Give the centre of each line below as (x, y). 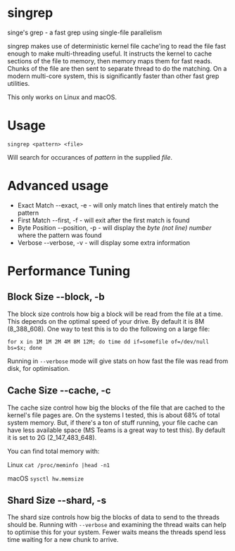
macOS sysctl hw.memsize (46, 478)
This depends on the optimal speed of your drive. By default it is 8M (106, 321)
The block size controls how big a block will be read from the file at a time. (115, 314)
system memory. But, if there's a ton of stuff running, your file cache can (113, 422)
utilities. (19, 83)
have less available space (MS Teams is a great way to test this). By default (116, 430)
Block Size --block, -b (56, 297)
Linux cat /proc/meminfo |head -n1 (59, 464)
